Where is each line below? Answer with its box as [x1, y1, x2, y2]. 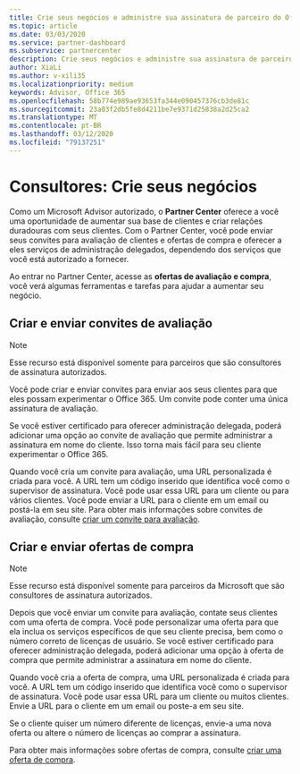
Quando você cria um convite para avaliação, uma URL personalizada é [9, 466, 272, 477]
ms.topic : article [9, 21, 78, 30]
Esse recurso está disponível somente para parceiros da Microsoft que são [9, 581, 285, 591]
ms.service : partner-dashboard [9, 38, 126, 47]
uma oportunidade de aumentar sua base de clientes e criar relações [9, 216, 263, 226]
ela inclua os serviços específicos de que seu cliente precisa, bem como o [9, 626, 284, 637]
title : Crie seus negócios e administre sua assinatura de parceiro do [9, 13, 281, 22]
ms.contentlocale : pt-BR [9, 122, 102, 131]
